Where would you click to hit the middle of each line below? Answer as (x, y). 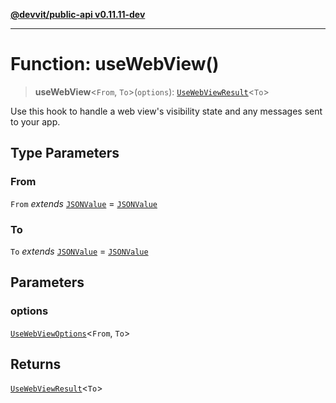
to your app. (35, 121)
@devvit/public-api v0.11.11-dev (78, 14)
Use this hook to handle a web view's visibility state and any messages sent (166, 111)
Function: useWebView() (115, 64)
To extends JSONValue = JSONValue (79, 251)
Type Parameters (65, 153)
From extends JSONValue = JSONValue (84, 203)
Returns (36, 364)
